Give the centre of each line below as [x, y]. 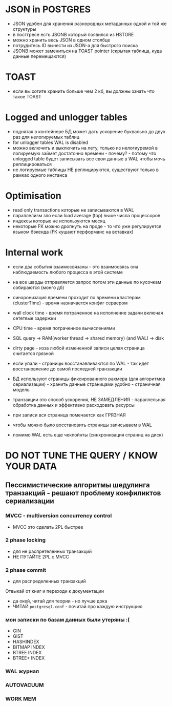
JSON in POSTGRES [48, 9]
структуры [24, 29]
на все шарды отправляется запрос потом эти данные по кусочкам [87, 282]
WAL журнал [22, 671]
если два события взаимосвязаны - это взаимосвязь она [76, 266]
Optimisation [33, 196]
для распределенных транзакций [49, 581]
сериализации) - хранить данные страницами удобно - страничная [87, 384]
